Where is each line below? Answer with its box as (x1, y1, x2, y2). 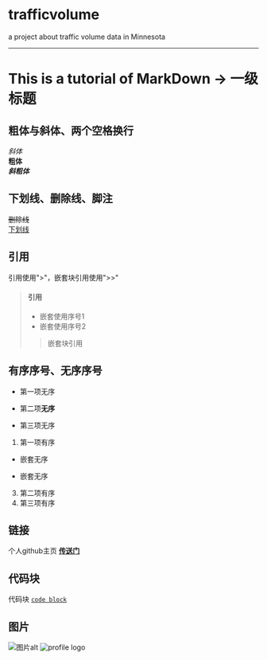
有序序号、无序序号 (8, 364, 103, 377)
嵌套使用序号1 (39, 311, 85, 321)
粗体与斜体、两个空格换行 (8, 123, 133, 137)
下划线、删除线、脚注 (8, 192, 113, 205)
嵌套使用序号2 (39, 321, 87, 331)
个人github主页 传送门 (8, 546, 80, 556)
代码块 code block (8, 595, 68, 604)
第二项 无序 (19, 404, 56, 413)
